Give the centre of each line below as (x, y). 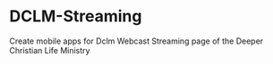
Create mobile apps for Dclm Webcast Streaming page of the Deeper (136, 41)
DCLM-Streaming (76, 16)
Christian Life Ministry (50, 50)
